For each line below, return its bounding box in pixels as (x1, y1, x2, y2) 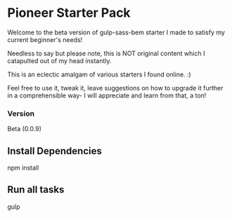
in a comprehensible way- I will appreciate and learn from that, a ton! (7, 91, 207, 100)
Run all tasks (7, 184, 65, 196)
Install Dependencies (7, 145, 102, 157)
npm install (7, 163, 39, 172)
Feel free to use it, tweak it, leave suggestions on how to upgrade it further (7, 83, 224, 92)
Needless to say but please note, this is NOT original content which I (7, 49, 205, 57)
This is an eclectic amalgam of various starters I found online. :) (7, 70, 191, 79)
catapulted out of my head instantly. (7, 56, 112, 64)
